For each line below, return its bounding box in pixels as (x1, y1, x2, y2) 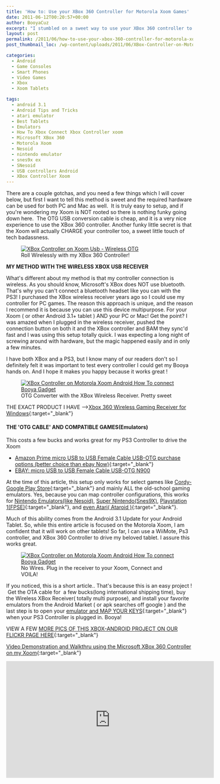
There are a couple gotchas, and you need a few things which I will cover (6, 190, 185, 197)
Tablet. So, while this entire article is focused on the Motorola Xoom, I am (6, 521, 185, 528)
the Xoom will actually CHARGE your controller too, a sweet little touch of (6, 228, 185, 235)
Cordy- (174, 479, 192, 486)
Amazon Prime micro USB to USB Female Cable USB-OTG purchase (14, 454, 181, 461)
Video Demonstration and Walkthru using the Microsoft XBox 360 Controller (6, 643, 192, 650)
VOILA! (21, 571, 39, 578)
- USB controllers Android (11, 168, 78, 174)
